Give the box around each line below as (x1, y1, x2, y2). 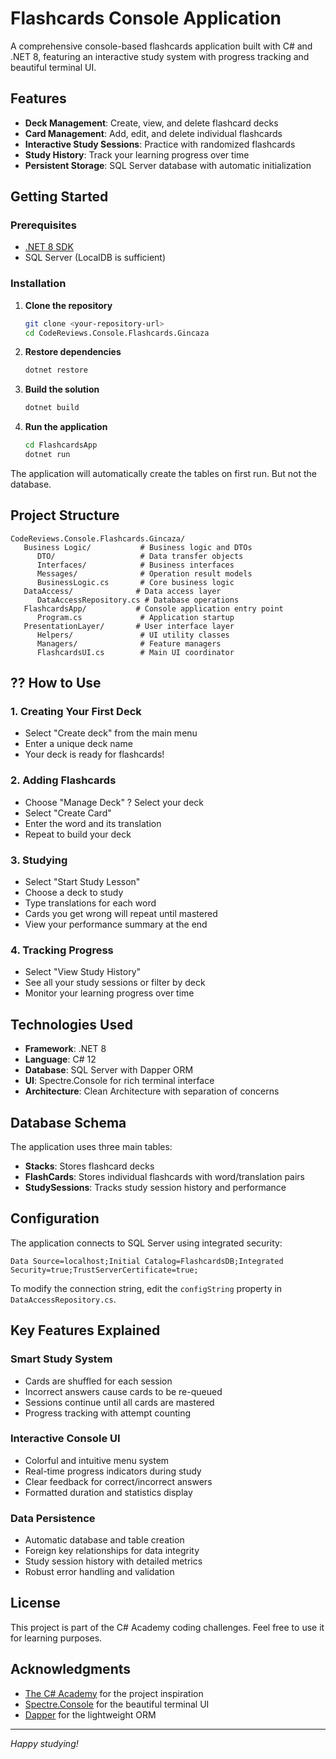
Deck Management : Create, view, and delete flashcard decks (24, 117, 279, 129)
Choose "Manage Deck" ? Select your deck (24, 796, 205, 808)
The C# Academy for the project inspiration (24, 1687, 204, 1699)
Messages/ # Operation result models (36, 568, 253, 579)
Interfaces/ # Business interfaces (36, 560, 235, 570)
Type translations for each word (24, 897, 157, 909)
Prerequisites (10, 218, 77, 232)
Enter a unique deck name (24, 738, 133, 750)
